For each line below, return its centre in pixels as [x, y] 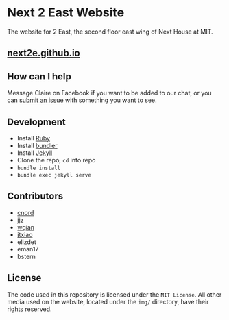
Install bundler [37, 145]
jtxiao [25, 234]
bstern [26, 256]
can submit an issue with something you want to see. [82, 100]
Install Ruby [33, 138]
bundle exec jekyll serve [54, 175]
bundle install [39, 168]
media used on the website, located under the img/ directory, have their [108, 301]
